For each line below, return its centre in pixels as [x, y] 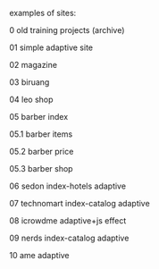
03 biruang [29, 82]
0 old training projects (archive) [67, 30]
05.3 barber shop [41, 168]
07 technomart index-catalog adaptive [79, 203]
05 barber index [39, 117]
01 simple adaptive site [51, 47]
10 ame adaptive [39, 255]
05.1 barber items [41, 134]
